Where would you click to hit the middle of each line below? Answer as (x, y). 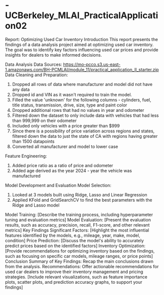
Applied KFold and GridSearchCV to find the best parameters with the (82, 200)
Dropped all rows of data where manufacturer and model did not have (82, 84)
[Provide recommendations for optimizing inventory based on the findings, (80, 251)
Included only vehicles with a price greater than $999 (66, 126)
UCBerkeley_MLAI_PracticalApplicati (82, 15)
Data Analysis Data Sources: (34, 64)
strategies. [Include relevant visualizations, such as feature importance (76, 277)
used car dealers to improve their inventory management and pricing (74, 272)
